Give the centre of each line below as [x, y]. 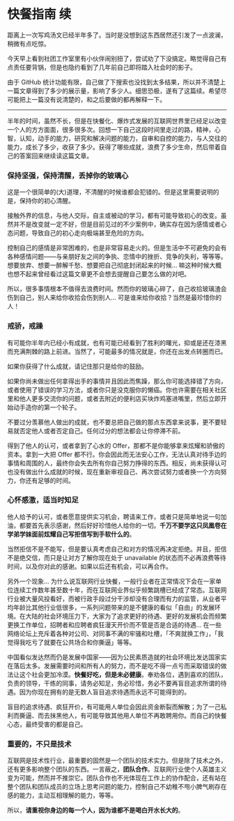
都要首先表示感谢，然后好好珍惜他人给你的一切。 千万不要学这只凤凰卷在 [123, 525]
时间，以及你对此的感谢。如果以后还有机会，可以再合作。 [89, 566]
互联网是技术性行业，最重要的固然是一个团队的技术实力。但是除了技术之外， [117, 760]
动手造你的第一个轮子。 [47, 407]
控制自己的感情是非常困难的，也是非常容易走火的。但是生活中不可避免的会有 [117, 248]
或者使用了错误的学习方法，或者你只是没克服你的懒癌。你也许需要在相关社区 [117, 390]
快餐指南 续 [39, 14]
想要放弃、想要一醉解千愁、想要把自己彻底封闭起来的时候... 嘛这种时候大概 [115, 265]
